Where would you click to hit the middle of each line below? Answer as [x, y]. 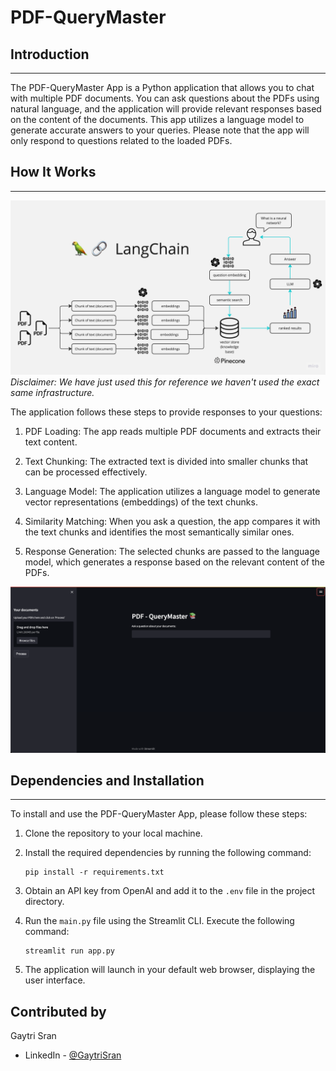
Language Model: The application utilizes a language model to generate [172, 492]
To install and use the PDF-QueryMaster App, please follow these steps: [159, 814]
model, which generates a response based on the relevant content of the [174, 562]
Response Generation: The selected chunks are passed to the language [172, 552]
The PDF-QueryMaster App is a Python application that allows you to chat [162, 87]
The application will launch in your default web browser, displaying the [170, 970]
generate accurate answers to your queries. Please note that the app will [160, 130]
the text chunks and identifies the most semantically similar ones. [159, 532]
